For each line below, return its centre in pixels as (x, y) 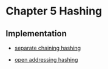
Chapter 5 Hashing (54, 11)
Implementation (36, 34)
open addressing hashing (46, 60)
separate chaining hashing (48, 48)
